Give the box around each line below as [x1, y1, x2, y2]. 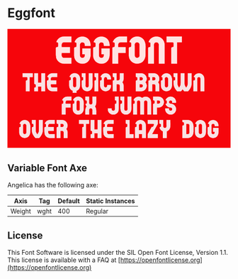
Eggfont [7, 5, 55, 21]
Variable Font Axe [7, 162, 87, 174]
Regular [86, 207, 108, 215]
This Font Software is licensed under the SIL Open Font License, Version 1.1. [7, 248, 229, 257]
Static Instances [86, 197, 135, 205]
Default [57, 197, 80, 205]
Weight [10, 207, 32, 215]
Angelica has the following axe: [7, 181, 98, 190]
